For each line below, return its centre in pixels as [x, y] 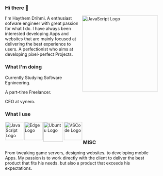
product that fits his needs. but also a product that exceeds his [67, 163]
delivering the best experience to [38, 44]
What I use [18, 114]
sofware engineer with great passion [42, 23]
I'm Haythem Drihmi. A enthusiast [39, 18]
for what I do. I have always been [38, 29]
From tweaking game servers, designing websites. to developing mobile [77, 153]
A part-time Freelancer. [28, 92]
